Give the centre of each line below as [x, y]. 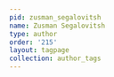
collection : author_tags [55, 58]
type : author [33, 34]
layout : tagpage [39, 50]
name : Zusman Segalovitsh [57, 26]
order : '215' [33, 42]
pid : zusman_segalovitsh [55, 17]
